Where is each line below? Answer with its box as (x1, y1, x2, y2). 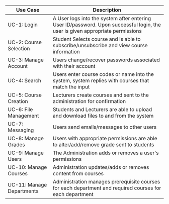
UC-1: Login (8, 21, 38, 28)
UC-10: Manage (8, 164, 47, 170)
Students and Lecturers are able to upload (52, 106, 152, 113)
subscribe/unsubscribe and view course (52, 42, 148, 49)
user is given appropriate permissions (52, 28, 142, 34)
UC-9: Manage (8, 149, 44, 156)
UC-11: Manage (8, 181, 47, 188)
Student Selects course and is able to (52, 36, 141, 42)
